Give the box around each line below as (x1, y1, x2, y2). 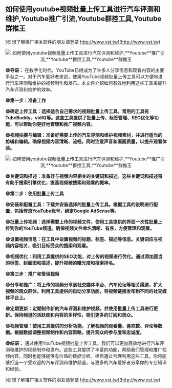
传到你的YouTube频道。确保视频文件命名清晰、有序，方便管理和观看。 (5, 225, 155, 231)
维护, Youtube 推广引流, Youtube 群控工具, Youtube (5, 14, 162, 23)
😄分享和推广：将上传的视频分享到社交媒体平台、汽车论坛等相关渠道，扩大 (5, 282, 163, 288)
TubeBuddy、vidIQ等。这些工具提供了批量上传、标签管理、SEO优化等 (5, 115, 155, 121)
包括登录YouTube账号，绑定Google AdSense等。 (14, 208, 119, 214)
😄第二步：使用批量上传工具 (5, 190, 64, 196)
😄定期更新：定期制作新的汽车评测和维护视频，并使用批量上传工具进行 (5, 305, 154, 311)
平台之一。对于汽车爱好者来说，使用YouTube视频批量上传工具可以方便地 (5, 73, 159, 80)
